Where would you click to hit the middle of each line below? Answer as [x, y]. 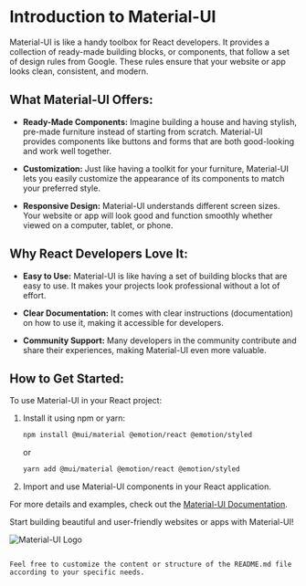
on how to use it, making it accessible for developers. [123, 322]
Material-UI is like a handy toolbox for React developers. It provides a [139, 42]
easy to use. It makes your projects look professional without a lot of [151, 286]
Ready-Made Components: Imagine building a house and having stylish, [160, 121]
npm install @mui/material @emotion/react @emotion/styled [137, 435]
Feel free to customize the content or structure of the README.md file [151, 565]
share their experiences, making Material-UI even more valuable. [144, 350]
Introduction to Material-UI [113, 17]
